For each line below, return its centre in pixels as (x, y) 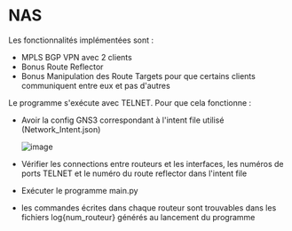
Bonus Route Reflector (62, 67)
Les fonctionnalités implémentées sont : (81, 40)
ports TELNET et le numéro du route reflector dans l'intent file (134, 173)
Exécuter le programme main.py (79, 190)
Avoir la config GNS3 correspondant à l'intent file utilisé (122, 120)
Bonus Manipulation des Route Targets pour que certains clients (138, 76)
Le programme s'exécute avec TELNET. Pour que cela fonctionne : (130, 102)
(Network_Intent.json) (61, 129)
